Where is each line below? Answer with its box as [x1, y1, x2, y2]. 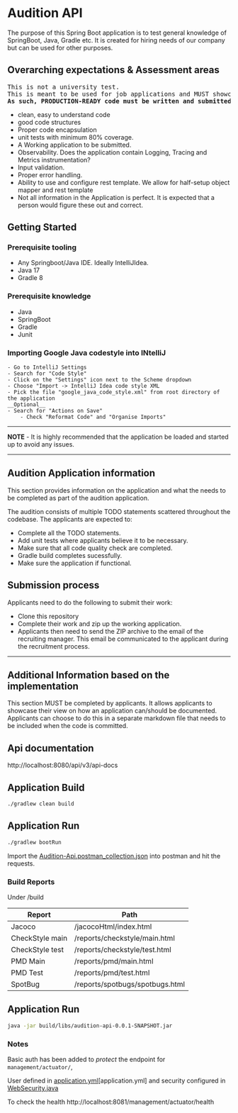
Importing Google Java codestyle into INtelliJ [7, 347, 166, 357]
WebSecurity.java [7, 1083, 59, 1092]
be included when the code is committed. [7, 722, 129, 730]
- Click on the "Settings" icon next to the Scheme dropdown [7, 376, 192, 384]
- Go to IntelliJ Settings [7, 364, 87, 371]
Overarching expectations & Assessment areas [7, 64, 220, 76]
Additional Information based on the [7, 669, 170, 681]
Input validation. [17, 163, 65, 172]
